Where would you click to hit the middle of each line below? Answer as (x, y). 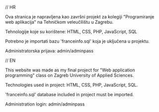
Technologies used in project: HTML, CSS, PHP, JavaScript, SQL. (72, 85)
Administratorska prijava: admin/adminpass (49, 51)
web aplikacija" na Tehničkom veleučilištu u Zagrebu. (59, 22)
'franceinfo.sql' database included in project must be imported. (69, 94)
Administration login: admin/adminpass (45, 104)
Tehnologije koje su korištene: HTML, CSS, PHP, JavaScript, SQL (71, 31)
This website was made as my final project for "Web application (70, 70)
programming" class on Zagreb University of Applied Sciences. (70, 75)
